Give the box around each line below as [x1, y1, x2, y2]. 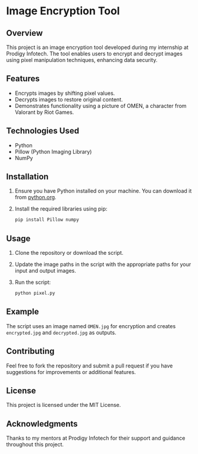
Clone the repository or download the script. [14, 249, 124, 257]
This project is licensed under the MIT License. [6, 402, 121, 409]
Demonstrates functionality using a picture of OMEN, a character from [14, 102, 187, 109]
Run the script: [14, 279, 51, 286]
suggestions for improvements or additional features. [6, 368, 136, 375]
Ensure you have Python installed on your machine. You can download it [14, 187, 192, 194]
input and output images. [14, 267, 76, 274]
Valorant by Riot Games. [14, 109, 74, 116]
